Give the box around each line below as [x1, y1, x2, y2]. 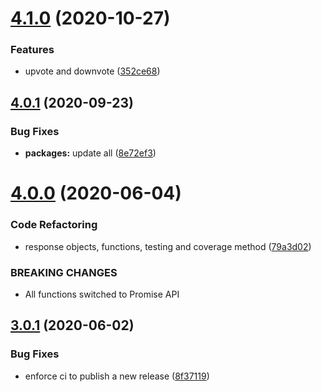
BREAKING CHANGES [10, 265, 118, 279]
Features [10, 43, 55, 57]
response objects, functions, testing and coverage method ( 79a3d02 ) [24, 240, 312, 252]
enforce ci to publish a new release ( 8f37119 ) [24, 370, 210, 382]
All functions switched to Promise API [24, 288, 180, 300]
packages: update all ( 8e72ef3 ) [24, 147, 157, 159]
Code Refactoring [10, 218, 98, 232]
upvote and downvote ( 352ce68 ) [24, 65, 161, 77]
